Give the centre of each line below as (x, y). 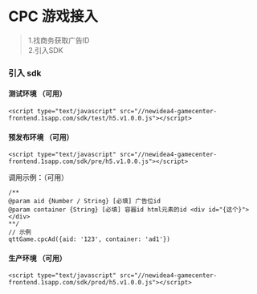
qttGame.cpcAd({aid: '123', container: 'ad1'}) (90, 239)
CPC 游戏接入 (53, 16)
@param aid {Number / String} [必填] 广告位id (84, 202)
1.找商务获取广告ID (59, 40)
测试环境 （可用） (37, 94)
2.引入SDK (45, 50)
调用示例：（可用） (38, 178)
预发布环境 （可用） (41, 137)
